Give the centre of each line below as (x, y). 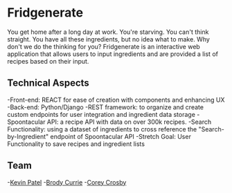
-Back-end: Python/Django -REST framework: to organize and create (106, 107)
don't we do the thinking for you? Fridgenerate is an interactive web (104, 46)
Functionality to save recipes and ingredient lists (76, 144)
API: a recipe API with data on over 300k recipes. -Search (129, 122)
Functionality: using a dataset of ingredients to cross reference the (102, 129)
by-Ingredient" (28, 136)
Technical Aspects (48, 83)
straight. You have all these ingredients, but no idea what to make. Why (108, 39)
